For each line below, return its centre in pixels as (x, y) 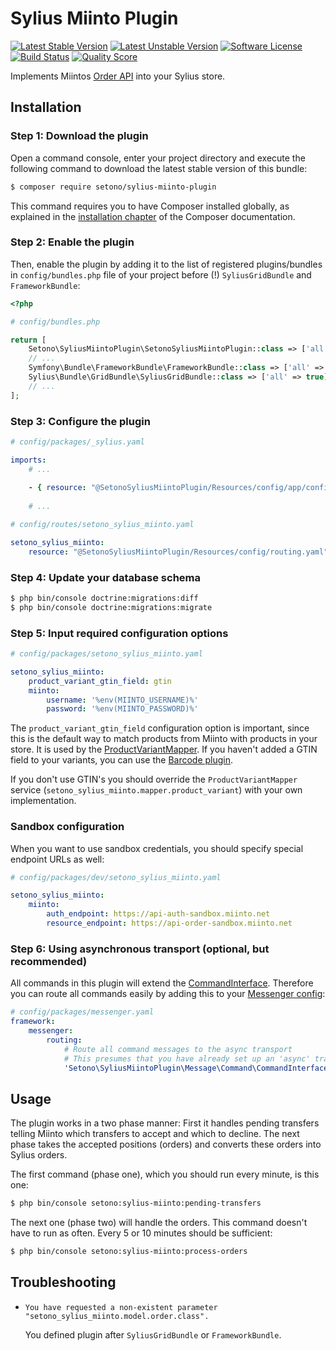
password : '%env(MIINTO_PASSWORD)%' (122, 709)
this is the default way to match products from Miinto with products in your (164, 739)
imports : (28, 460)
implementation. (43, 801)
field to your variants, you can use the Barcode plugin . (122, 760)
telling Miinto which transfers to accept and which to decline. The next (155, 1134)
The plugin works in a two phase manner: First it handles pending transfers (165, 1123)
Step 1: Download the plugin (79, 136)
